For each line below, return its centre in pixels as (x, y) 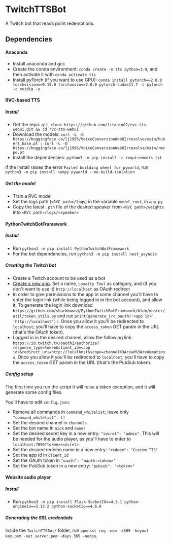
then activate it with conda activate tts (54, 74)
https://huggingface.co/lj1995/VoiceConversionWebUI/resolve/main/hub (89, 139)
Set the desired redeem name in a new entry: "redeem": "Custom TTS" (85, 449)
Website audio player (28, 477)
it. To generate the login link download (53, 305)
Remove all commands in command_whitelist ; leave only (71, 412)
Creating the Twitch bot (31, 265)
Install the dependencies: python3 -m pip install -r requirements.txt (87, 158)
